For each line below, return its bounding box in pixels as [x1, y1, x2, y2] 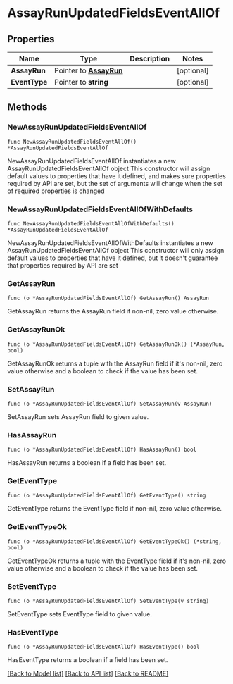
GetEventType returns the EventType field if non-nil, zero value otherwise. [7, 504, 222, 513]
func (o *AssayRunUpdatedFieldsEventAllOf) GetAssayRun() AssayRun [7, 294, 210, 302]
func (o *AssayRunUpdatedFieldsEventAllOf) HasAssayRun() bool [7, 446, 197, 454]
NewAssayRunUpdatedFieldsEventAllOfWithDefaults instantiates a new [7, 238, 213, 247]
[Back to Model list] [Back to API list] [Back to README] [7, 669, 169, 678]
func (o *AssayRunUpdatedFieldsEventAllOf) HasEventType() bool [7, 643, 200, 651]
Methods [7, 101, 48, 113]
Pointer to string [53, 77, 109, 87]
